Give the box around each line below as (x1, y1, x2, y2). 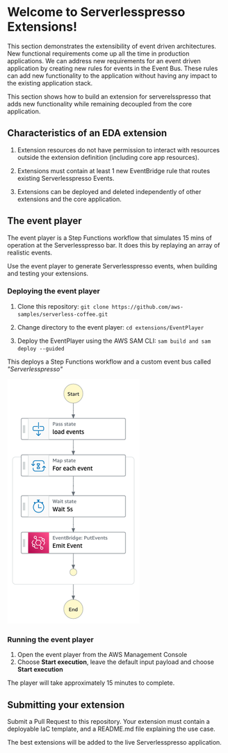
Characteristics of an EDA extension (7, 127, 168, 139)
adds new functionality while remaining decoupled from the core (7, 99, 193, 108)
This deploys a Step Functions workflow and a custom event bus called (7, 357, 211, 366)
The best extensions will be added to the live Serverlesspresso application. (7, 738, 222, 746)
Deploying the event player (7, 286, 101, 296)
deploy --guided (17, 345, 65, 352)
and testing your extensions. (7, 269, 89, 277)
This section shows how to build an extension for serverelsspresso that (7, 92, 211, 101)
